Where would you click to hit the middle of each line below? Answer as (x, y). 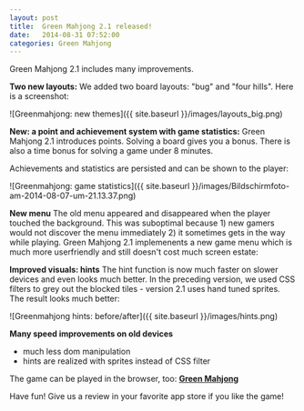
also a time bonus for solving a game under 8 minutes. (111, 151)
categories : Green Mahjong (61, 43)
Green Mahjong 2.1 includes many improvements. (101, 69)
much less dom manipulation (76, 352)
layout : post (34, 18)
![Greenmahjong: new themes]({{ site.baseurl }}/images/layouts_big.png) (147, 114)
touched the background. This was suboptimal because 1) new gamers (142, 223)
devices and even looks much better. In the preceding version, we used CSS (152, 279)
